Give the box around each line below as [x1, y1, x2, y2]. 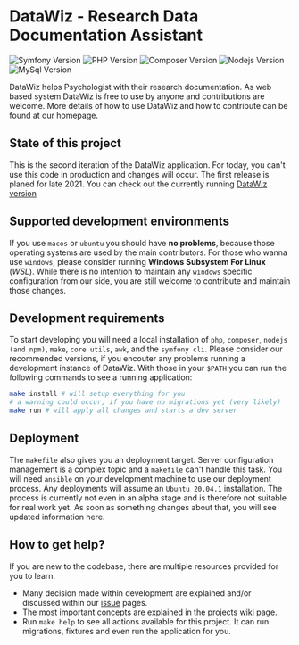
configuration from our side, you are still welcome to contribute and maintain [9, 275, 291, 286]
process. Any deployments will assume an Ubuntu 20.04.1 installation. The [9, 483, 283, 493]
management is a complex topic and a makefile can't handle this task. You [9, 464, 283, 475]
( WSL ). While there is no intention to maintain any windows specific [9, 266, 253, 277]
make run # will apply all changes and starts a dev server [9, 406, 238, 416]
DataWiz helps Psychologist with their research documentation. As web [9, 81, 272, 92]
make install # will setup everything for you [9, 390, 186, 399]
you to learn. [9, 570, 56, 581]
